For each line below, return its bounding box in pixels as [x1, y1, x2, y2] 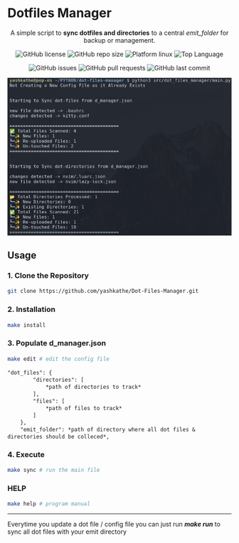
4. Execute [7, 449, 45, 459]
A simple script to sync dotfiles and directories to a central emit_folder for [10, 28, 229, 37]
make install [7, 321, 46, 328]
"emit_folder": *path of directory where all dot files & [20, 426, 196, 433]
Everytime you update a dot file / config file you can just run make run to [7, 520, 221, 528]
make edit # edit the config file [7, 355, 110, 362]
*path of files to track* [45, 404, 122, 412]
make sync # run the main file [7, 466, 100, 473]
